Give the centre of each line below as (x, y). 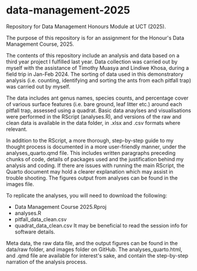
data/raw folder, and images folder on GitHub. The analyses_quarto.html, (94, 249)
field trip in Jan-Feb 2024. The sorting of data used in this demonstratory (95, 74)
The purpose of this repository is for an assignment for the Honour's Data (95, 38)
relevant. (17, 129)
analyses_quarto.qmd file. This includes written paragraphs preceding (91, 153)
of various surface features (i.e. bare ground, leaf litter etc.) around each (94, 104)
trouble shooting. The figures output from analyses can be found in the (92, 178)
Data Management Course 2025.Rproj (61, 206)
